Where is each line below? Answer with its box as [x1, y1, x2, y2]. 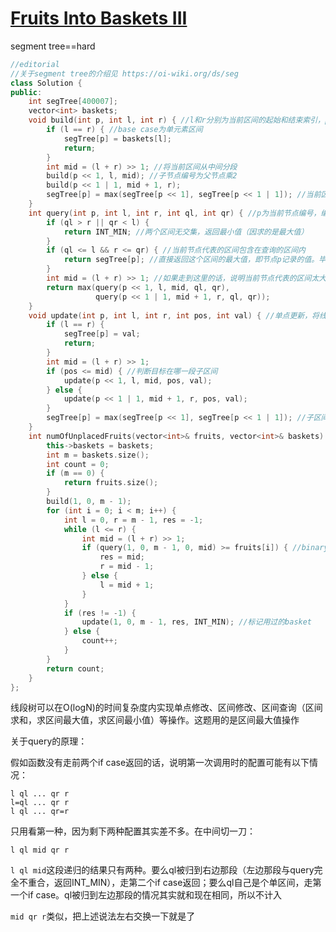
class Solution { [10, 78, 83, 88]
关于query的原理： [10, 735, 88, 747]
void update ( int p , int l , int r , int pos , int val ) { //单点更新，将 [28, 310, 320, 321]
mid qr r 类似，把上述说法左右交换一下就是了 [10, 910, 196, 922]
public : [10, 87, 43, 97]
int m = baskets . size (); [46, 450, 150, 460]
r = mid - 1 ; [99, 562, 155, 572]
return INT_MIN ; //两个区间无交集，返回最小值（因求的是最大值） [63, 227, 309, 237]
